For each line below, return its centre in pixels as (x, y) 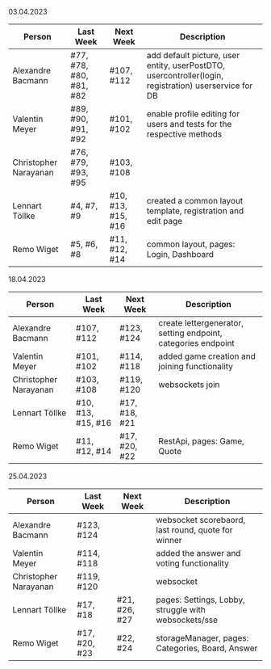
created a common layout (195, 201)
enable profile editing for (193, 114)
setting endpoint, (191, 333)
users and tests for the (189, 124)
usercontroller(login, (185, 76)
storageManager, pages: (202, 638)
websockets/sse (187, 620)
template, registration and (195, 211)
